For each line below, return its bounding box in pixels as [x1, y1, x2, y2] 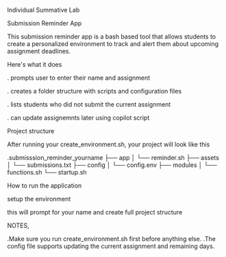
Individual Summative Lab [7, 6, 80, 14]
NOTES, [7, 221, 29, 230]
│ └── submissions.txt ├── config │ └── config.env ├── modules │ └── [7, 161, 217, 169]
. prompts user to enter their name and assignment [7, 74, 151, 82]
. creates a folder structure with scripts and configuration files [7, 87, 182, 95]
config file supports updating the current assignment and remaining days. [7, 242, 215, 250]
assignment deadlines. [7, 47, 71, 55]
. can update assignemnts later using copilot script [7, 113, 150, 122]
